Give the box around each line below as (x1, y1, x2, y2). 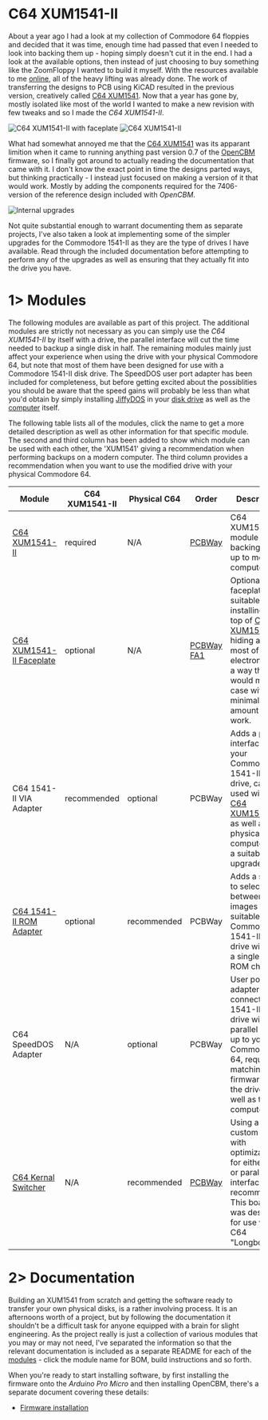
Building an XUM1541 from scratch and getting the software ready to (8, 1295, 233, 1305)
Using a (230, 1117, 259, 1128)
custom (230, 1126, 259, 1138)
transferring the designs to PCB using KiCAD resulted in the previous (8, 82, 235, 92)
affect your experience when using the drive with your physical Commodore (8, 351, 258, 361)
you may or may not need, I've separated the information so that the (8, 1338, 232, 1347)
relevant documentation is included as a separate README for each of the (8, 1346, 252, 1356)
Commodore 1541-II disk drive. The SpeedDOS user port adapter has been (8, 369, 253, 378)
